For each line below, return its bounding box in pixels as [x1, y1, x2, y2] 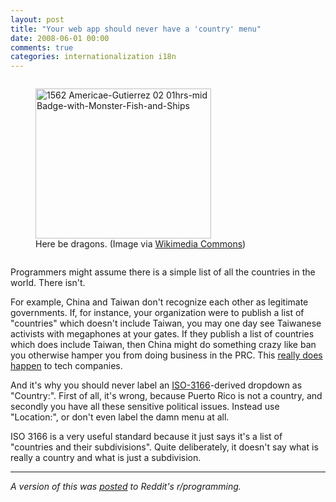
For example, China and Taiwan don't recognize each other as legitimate [10, 296, 309, 308]
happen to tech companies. [10, 360, 123, 372]
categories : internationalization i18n [10, 52, 177, 62]
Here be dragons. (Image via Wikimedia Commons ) [35, 238, 247, 250]
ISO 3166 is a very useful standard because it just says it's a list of [10, 431, 283, 443]
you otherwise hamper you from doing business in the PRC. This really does [10, 349, 323, 361]
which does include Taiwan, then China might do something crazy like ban [10, 339, 317, 351]
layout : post [10, 14, 65, 25]
